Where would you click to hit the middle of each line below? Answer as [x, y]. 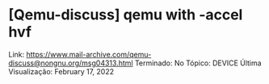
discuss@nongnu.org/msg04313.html [71, 63]
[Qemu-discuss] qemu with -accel [126, 15]
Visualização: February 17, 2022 [61, 71]
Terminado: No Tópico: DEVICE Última [198, 63]
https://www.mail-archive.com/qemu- [89, 54]
